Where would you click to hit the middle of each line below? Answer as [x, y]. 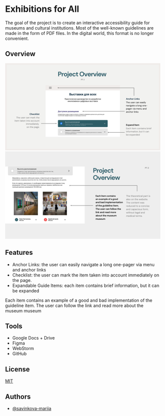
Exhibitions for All [42, 9]
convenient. [17, 38]
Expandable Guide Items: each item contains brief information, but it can [86, 285]
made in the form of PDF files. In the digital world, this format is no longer [80, 33]
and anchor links [29, 270]
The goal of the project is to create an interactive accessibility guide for [78, 23]
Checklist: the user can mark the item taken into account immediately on [85, 275]
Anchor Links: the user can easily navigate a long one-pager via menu [83, 264]
